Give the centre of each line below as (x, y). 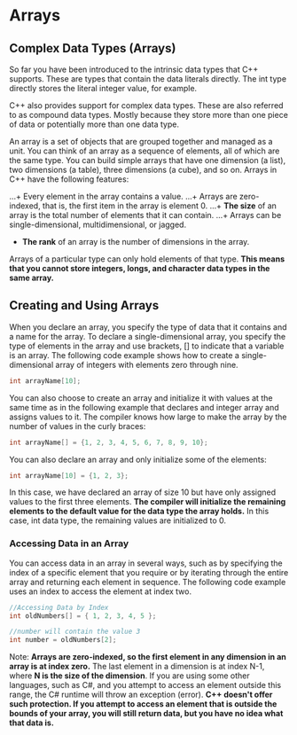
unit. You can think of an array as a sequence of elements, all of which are (145, 151)
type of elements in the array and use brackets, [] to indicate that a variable (147, 346)
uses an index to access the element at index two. (101, 591)
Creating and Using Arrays (84, 305)
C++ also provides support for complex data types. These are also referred (146, 106)
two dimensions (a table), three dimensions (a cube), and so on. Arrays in (143, 170)
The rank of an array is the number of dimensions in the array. (136, 242)
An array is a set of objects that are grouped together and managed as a (141, 141)
